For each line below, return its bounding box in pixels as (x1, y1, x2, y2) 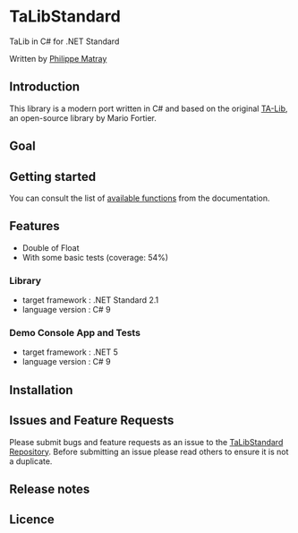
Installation (9, 383, 73, 398)
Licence (9, 512, 55, 528)
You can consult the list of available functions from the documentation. (9, 193, 270, 203)
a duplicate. (9, 455, 53, 467)
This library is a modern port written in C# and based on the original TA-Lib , (9, 103, 288, 114)
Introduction (9, 79, 81, 95)
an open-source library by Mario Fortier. (9, 112, 157, 123)
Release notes (9, 481, 90, 496)
